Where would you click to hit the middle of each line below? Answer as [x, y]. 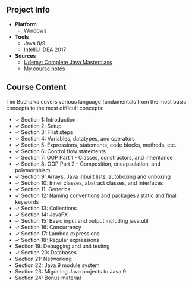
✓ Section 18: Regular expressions [57, 240]
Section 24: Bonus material [48, 278]
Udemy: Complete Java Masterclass [68, 62]
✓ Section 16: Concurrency [48, 227]
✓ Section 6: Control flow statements [60, 151]
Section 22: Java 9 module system [57, 265]
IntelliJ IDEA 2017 [45, 49]
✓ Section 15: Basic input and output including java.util [81, 220]
